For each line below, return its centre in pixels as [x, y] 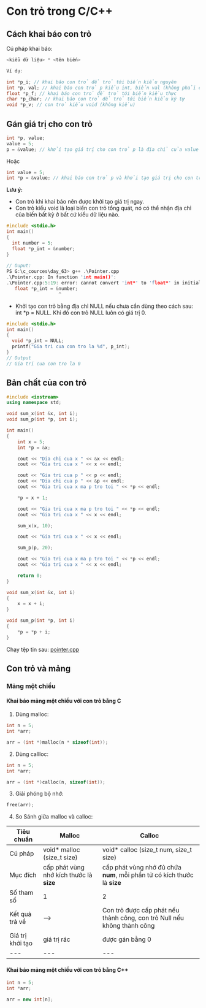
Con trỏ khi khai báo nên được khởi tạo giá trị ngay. [79, 202]
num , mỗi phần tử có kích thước [148, 875]
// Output [19, 358]
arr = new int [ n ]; [30, 1000]
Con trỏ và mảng [39, 669]
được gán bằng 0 [127, 939]
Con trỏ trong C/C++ [59, 11]
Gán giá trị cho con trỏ [50, 124]
